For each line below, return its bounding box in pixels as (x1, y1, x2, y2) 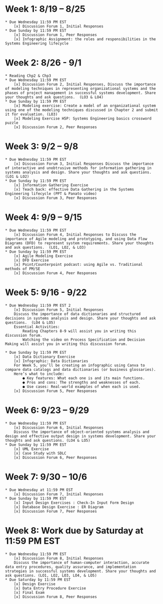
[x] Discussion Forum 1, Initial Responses (14, 23, 104, 29)
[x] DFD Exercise (14, 258, 49, 262)
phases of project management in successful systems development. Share (5, 90, 156, 95)
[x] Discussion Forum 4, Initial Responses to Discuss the (14, 232, 137, 237)
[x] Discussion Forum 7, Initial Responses (14, 492, 104, 496)
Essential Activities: (14, 324, 60, 329)
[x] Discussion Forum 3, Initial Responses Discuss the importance (14, 161, 154, 166)
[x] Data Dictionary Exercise (14, 354, 76, 359)
